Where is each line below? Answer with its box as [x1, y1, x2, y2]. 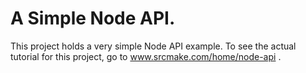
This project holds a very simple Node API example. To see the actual [10, 40, 297, 52]
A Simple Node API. [10, 7, 176, 30]
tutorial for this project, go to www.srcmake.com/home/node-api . [10, 50, 282, 62]
